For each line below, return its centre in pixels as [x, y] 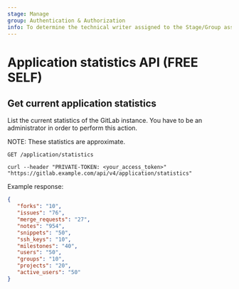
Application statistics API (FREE [103, 62]
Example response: [36, 187]
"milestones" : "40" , [47, 246]
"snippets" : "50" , [44, 233]
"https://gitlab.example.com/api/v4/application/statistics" [100, 174]
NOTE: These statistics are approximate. [67, 142]
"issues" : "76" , [41, 213]
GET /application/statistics [51, 155]
